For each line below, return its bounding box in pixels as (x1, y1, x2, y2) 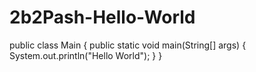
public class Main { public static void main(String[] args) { (9, 39, 247, 51)
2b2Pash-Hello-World (9, 6, 196, 29)
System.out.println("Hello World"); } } (9, 49, 163, 61)
